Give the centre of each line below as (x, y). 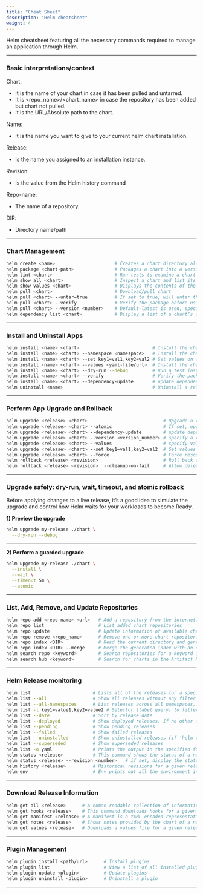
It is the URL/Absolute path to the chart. (64, 112)
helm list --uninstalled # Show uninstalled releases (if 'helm (100, 738)
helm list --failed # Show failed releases (79, 732)
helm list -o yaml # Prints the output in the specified (98, 749)
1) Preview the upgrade (36, 519)
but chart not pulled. (40, 106)
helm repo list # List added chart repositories (94, 625)
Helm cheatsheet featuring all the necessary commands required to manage (101, 41)
